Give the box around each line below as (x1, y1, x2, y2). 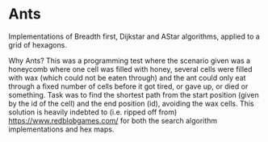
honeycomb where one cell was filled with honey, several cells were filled (8, 64, 253, 73)
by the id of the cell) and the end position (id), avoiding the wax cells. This (8, 98, 254, 108)
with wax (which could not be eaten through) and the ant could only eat (8, 73, 246, 82)
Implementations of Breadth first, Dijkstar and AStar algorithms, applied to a (8, 31, 260, 41)
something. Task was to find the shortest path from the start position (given (8, 90, 260, 99)
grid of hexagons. (8, 40, 67, 49)
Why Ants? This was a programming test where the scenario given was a (8, 56, 251, 65)
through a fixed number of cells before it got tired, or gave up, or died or (8, 81, 249, 91)
